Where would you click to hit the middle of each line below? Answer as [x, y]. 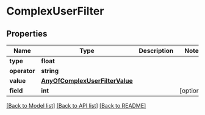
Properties [27, 34]
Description [156, 51]
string [50, 71]
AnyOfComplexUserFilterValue [87, 81]
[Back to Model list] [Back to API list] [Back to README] [76, 106]
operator [22, 71]
